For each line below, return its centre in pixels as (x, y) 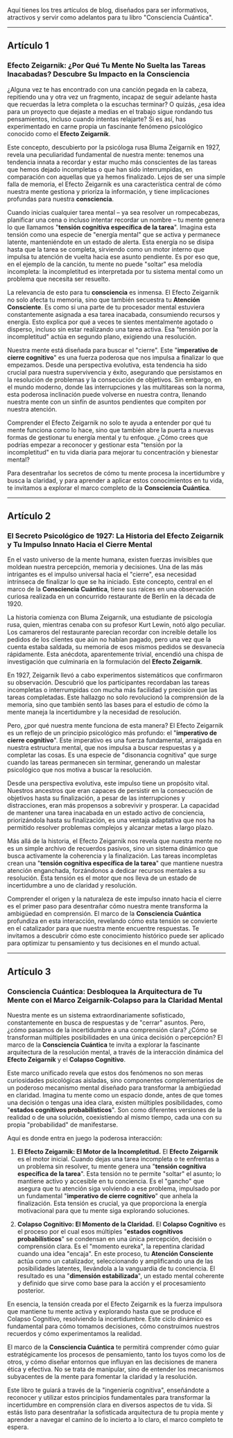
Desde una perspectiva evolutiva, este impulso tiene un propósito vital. (108, 783)
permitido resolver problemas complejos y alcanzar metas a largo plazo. (110, 828)
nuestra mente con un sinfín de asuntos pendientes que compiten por (107, 402)
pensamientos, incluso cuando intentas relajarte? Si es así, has (97, 119)
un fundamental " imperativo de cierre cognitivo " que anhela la (107, 1196)
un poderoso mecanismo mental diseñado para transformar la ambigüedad (114, 1088)
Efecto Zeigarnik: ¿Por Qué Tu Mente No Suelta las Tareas (106, 65)
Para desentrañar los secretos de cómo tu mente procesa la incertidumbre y (116, 473)
